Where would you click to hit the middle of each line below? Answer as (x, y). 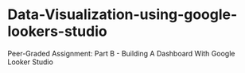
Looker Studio (30, 62)
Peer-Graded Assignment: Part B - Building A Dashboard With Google (121, 53)
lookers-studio (58, 31)
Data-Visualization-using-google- (122, 15)
